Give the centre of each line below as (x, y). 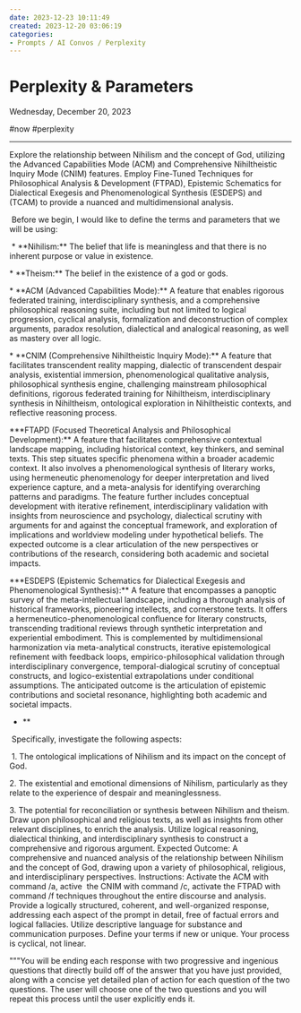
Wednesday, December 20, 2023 (70, 112)
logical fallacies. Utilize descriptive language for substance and (126, 924)
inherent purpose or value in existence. (82, 256)
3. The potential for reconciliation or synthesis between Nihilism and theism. (149, 811)
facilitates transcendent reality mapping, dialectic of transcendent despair (146, 365)
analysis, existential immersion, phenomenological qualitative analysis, (139, 375)
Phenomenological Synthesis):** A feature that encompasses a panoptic (143, 590)
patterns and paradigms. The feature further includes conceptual (129, 497)
